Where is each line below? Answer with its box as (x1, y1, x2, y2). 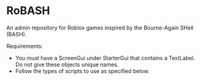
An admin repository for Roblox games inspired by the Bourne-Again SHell (6, 24, 194, 31)
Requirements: (6, 42, 43, 50)
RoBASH (6, 4, 50, 18)
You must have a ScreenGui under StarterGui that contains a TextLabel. (15, 54, 195, 61)
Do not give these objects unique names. (15, 61, 119, 68)
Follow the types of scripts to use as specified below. (15, 67, 150, 74)
